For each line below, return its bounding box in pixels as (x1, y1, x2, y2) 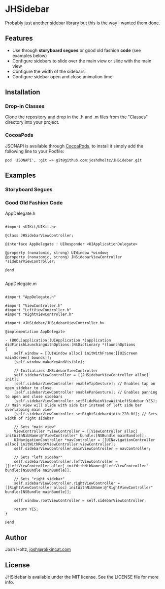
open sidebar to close (5, 386, 52, 391)
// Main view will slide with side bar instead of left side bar (5, 403, 142, 408)
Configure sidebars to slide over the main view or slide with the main (12, 58, 152, 64)
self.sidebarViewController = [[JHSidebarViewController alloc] (14, 373, 149, 378)
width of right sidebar (5, 416, 54, 421)
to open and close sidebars (5, 394, 63, 399)
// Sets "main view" (14, 425, 56, 430)
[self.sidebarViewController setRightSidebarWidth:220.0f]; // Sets (14, 412, 158, 417)
